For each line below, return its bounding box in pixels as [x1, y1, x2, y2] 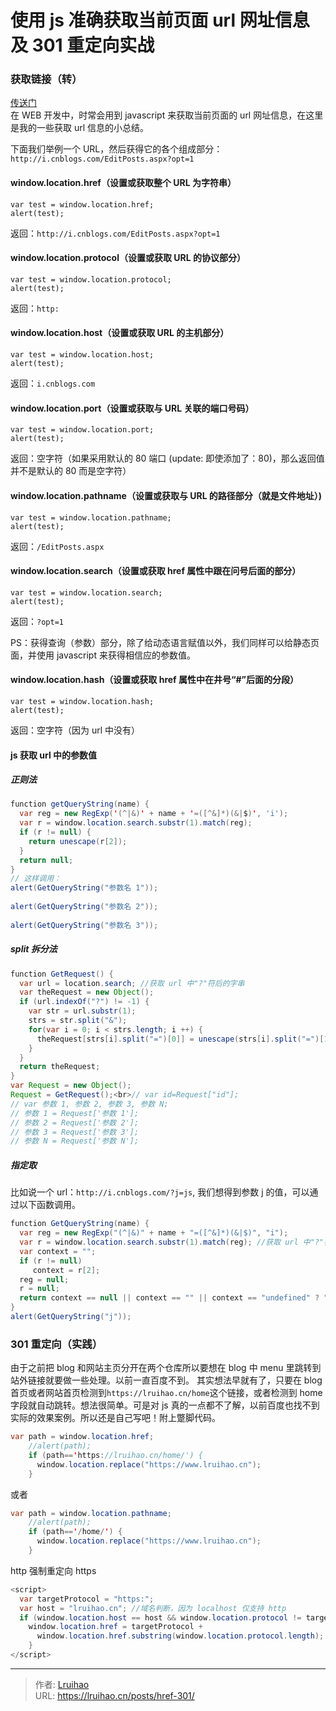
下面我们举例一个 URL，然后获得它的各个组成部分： [10, 143, 223, 155]
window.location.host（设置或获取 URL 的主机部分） [10, 327, 230, 339]
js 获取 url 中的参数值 [10, 749, 98, 761]
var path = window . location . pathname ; [10, 1508, 172, 1518]
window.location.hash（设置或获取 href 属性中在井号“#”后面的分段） [10, 674, 300, 686]
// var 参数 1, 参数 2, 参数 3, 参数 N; [10, 1099, 169, 1109]
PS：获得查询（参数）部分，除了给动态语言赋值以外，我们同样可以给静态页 [10, 636, 320, 648]
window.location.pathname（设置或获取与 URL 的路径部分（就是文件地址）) [10, 489, 323, 501]
